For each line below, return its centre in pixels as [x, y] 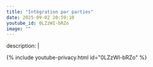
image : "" [19, 29]
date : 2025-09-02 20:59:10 [40, 18]
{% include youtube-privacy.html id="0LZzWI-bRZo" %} [77, 57]
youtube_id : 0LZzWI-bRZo [38, 23]
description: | [23, 46]
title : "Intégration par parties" [50, 12]
